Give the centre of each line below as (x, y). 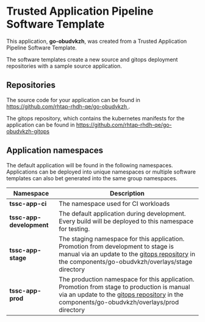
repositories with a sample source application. (64, 66)
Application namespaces (55, 151)
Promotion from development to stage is (116, 246)
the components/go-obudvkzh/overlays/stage (126, 262)
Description (127, 193)
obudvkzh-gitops (28, 131)
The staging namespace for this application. (122, 238)
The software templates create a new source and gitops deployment (92, 59)
